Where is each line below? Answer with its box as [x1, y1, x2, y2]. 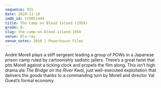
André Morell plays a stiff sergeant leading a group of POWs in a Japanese [5, 52, 154, 58]
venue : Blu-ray [5, 34, 36, 39]
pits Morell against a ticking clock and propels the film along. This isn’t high [5, 62, 156, 68]
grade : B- [5, 25, 25, 30]
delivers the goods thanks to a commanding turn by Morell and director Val [5, 72, 155, 78]
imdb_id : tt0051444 [5, 16, 45, 21]
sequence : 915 [5, 7, 34, 12]
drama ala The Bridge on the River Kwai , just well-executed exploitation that [5, 67, 157, 73]
